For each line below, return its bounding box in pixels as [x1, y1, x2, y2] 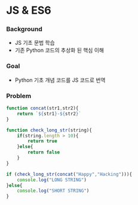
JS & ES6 [6, 4, 52, 17]
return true [27, 138, 58, 144]
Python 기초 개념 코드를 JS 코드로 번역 [14, 76, 106, 84]
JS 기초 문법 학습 [14, 39, 55, 47]
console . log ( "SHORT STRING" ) [17, 188, 90, 194]
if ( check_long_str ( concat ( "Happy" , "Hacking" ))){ [6, 171, 133, 177]
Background [6, 25, 43, 33]
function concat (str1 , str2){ [6, 105, 79, 111]
